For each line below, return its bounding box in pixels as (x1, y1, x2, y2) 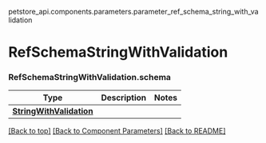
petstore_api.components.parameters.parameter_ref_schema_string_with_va (8, 7, 259, 16)
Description (101, 92, 147, 103)
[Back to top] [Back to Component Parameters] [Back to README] (8, 126, 226, 136)
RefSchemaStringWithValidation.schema (8, 72, 172, 83)
